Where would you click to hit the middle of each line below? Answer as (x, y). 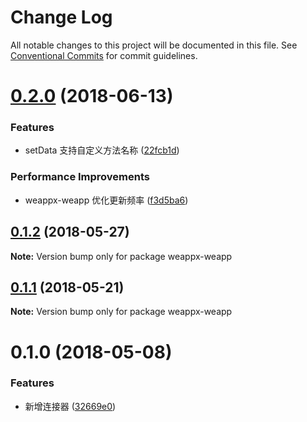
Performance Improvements (80, 177)
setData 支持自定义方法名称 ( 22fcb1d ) (102, 150)
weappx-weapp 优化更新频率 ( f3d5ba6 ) (106, 200)
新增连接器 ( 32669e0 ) (70, 406)
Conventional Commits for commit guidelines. (104, 55)
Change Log (61, 17)
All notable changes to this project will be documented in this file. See (154, 45)
